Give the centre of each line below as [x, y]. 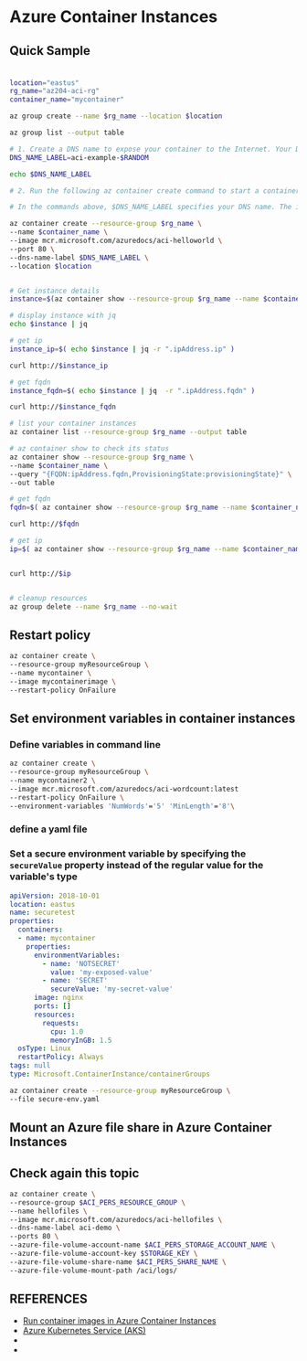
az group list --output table [67, 133]
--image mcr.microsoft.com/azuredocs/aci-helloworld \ [116, 240]
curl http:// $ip [40, 573]
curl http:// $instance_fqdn [63, 407]
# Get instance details [55, 291]
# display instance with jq [63, 316]
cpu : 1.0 [67, 1031]
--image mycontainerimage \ [63, 681]
